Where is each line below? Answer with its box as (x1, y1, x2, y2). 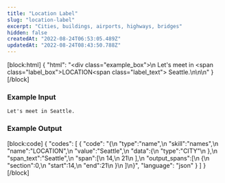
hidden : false (7, 29, 48, 36)
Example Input (7, 92, 56, 101)
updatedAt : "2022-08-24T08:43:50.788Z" (7, 42, 121, 49)
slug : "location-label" (7, 16, 75, 23)
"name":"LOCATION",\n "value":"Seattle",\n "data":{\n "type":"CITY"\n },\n (7, 147, 218, 155)
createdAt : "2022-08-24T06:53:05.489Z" (7, 36, 121, 42)
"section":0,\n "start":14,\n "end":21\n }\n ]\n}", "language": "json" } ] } (7, 161, 206, 169)
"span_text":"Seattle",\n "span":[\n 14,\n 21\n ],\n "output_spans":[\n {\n (7, 154, 210, 162)
